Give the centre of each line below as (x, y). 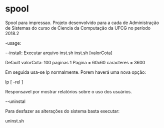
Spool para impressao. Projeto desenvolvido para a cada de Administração (82, 23)
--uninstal (15, 101)
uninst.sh (14, 120)
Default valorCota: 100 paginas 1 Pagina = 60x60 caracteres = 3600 (75, 62)
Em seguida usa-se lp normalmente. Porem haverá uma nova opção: (76, 72)
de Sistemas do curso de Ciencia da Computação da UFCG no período (78, 28)
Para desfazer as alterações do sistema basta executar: (62, 111)
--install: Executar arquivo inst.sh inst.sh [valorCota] (59, 53)
